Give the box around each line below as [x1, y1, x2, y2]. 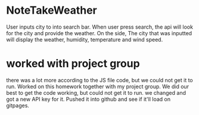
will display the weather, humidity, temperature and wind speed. [6, 36, 163, 43]
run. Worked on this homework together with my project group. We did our [6, 83, 189, 90]
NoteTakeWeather [6, 4, 97, 17]
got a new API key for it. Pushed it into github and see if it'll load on [6, 95, 171, 102]
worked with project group [6, 57, 140, 70]
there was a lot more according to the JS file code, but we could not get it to [6, 76, 193, 83]
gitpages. [6, 102, 30, 109]
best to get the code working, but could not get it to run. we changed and [6, 89, 186, 96]
